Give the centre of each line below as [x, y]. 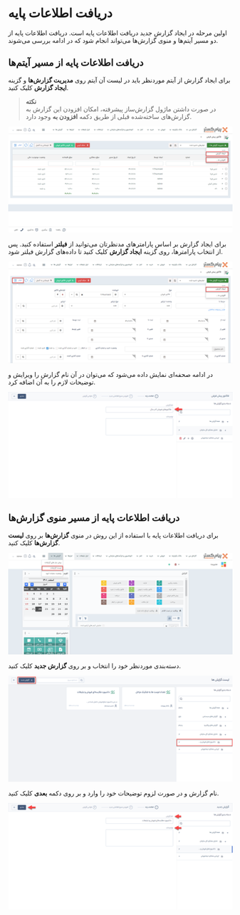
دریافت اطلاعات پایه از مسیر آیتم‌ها [76, 63]
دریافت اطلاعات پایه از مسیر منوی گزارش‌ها [94, 518]
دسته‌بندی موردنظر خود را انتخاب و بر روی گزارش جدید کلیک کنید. [94, 666]
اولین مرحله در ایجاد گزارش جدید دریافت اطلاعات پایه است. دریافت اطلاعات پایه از [118, 33]
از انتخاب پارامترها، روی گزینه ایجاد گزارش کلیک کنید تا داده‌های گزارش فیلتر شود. [115, 252]
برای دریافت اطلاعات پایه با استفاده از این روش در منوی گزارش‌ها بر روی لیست [114, 535]
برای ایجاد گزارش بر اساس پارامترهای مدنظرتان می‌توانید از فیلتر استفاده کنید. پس [117, 244]
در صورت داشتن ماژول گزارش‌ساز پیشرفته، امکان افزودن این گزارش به [121, 109]
